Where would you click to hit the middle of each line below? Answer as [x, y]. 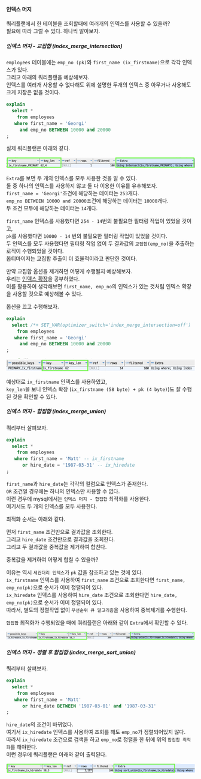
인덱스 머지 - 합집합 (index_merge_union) [56, 411]
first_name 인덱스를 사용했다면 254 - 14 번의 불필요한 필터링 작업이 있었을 [93, 221]
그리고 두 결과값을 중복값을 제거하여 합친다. [57, 547]
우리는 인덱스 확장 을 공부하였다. [43, 279]
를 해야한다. [24, 747]
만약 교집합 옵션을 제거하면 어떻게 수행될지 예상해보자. [69, 271]
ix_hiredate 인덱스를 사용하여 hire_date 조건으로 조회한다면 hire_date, [92, 595]
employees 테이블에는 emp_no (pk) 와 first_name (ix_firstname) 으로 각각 [94, 62]
